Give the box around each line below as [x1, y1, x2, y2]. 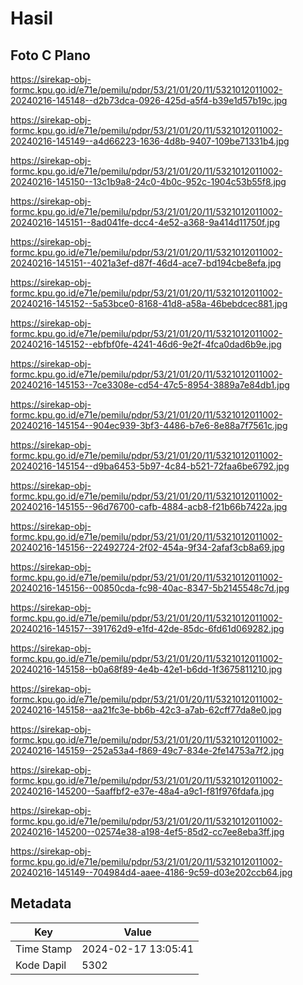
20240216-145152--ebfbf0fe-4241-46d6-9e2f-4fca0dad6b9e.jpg [10, 338, 282, 350]
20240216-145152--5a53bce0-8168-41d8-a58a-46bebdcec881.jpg [10, 298, 288, 309]
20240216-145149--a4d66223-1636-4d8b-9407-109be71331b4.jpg [10, 135, 290, 147]
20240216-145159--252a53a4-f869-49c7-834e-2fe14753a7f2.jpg [10, 745, 285, 756]
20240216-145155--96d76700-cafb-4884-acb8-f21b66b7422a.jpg [10, 501, 288, 512]
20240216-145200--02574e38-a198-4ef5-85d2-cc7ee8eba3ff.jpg [10, 826, 285, 837]
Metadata [10, 895, 72, 912]
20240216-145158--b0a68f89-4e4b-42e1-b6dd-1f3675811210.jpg [10, 663, 283, 675]
